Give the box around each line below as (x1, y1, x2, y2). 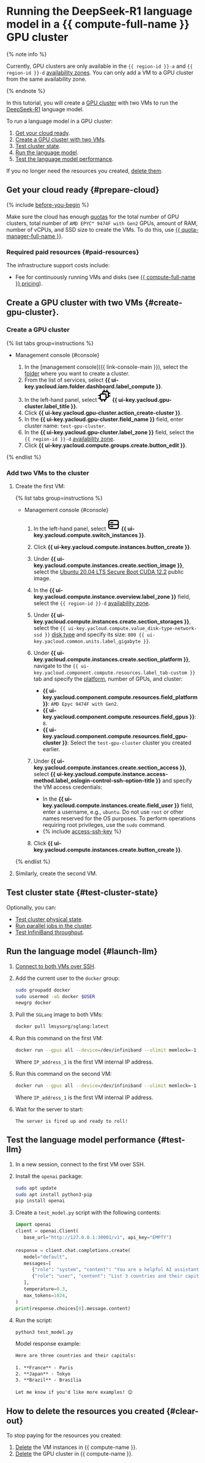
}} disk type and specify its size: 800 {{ (45, 631, 145, 639)
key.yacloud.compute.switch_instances (33, 531, 138, 539)
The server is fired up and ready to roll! (15, 1118, 129, 1124)
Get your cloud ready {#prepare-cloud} (6, 185, 160, 195)
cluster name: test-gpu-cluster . (24, 422, 106, 429)
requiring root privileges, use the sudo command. (42, 821, 166, 829)
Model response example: (15, 1340, 81, 1347)
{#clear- (166, 1406, 199, 1417)
